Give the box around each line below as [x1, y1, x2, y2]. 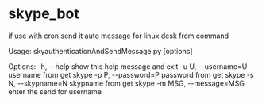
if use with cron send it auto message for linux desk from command [8, 31, 229, 40]
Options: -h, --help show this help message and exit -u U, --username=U [8, 61, 248, 71]
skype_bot [8, 5, 79, 23]
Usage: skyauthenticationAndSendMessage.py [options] [8, 46, 193, 55]
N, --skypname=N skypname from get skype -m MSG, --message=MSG [8, 78, 245, 88]
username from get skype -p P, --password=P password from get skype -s [8, 70, 254, 79]
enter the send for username [8, 86, 102, 96]
